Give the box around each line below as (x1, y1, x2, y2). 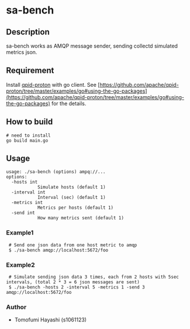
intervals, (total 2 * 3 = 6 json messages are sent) (6, 279, 140, 285)
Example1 (6, 229, 34, 237)
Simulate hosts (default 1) (37, 184, 106, 191)
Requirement (6, 66, 54, 76)
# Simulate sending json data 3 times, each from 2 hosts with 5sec (8, 274, 179, 280)
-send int (11, 210, 35, 216)
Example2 (6, 260, 35, 269)
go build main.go (6, 137, 49, 144)
